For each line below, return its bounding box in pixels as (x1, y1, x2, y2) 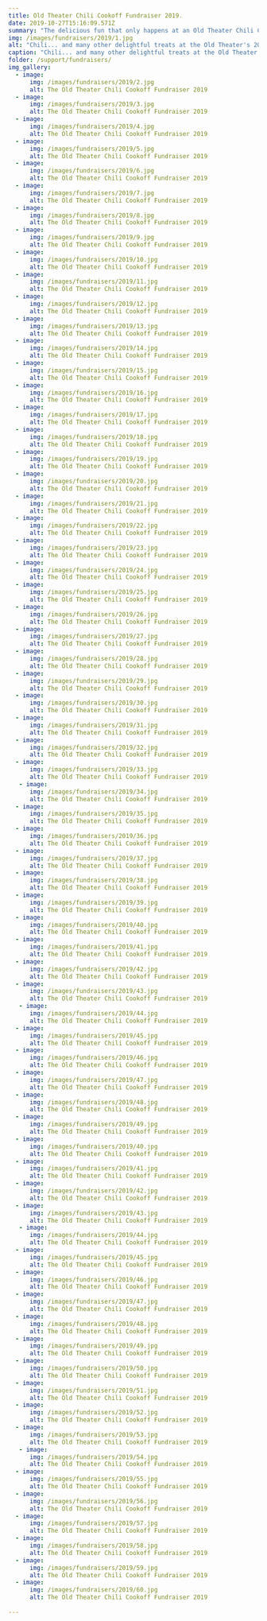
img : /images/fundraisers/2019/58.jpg (29, 1542, 158, 1549)
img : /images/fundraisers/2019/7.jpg (29, 188, 155, 197)
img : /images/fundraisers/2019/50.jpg (29, 1364, 158, 1372)
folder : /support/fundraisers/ (8, 56, 112, 64)
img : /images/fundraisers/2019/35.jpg (29, 810, 158, 818)
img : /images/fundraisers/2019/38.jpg (29, 876, 158, 885)
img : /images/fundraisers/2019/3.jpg (29, 100, 155, 108)
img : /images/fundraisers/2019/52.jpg (29, 1409, 158, 1417)
